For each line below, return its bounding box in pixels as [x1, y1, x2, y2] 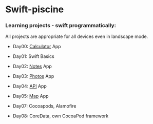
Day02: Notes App [12, 63, 52, 70]
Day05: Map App [12, 93, 49, 99]
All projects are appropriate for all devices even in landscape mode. [5, 33, 148, 39]
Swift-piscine [5, 4, 64, 15]
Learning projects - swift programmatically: [5, 22, 117, 29]
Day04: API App [12, 83, 47, 89]
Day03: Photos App [12, 73, 54, 79]
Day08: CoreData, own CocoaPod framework [12, 113, 109, 119]
